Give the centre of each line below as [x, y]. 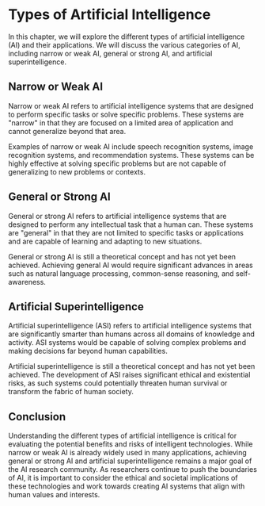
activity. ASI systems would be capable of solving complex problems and [127, 343]
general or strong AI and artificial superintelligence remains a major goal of [130, 461]
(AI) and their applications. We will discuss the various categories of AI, [124, 44]
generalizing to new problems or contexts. [77, 171]
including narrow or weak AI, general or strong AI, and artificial [110, 53]
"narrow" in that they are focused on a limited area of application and [121, 123]
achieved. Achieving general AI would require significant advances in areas [131, 265]
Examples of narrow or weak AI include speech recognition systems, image [131, 146]
